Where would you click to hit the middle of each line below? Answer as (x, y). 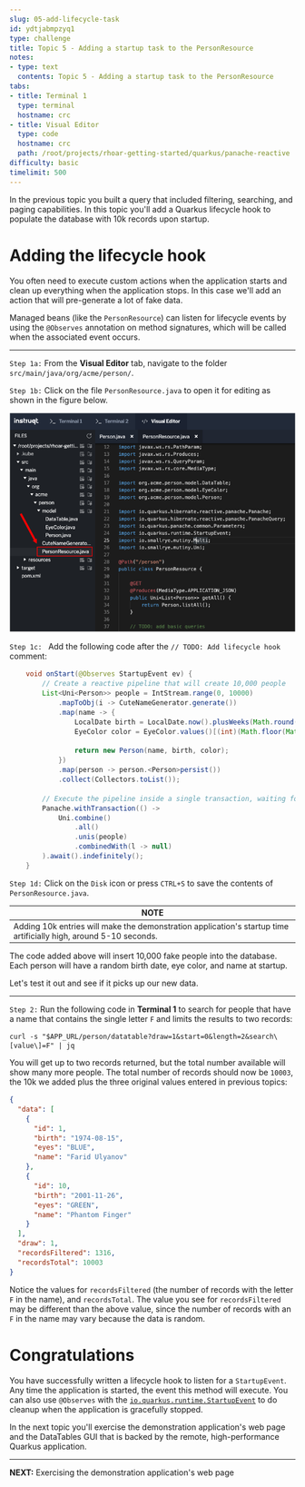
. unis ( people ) (101, 837)
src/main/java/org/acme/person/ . (72, 372)
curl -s (24, 1037)
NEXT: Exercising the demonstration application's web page (122, 1472)
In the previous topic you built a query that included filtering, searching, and (151, 199)
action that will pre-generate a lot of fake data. (96, 300)
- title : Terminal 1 (49, 95)
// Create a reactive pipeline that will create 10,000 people (164, 684)
